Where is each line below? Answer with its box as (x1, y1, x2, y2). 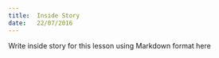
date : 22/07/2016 (8, 19, 73, 27)
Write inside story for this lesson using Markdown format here (8, 41, 211, 50)
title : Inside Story (8, 11, 80, 20)
